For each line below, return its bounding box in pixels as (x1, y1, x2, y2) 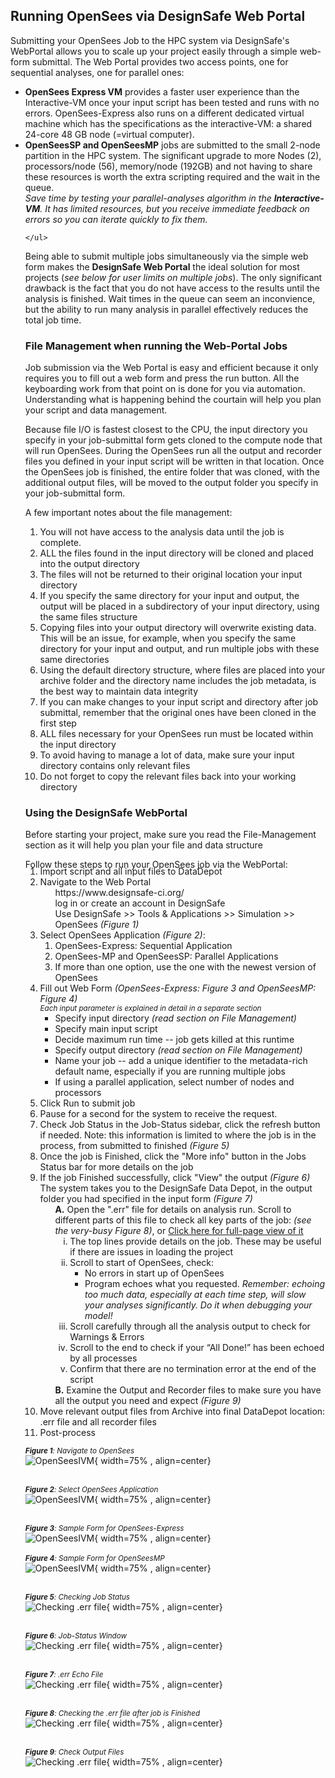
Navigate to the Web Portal (39, 876, 152, 888)
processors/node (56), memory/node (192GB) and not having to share (24, 160, 313, 172)
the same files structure (39, 611, 138, 623)
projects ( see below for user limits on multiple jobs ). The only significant (24, 271, 323, 283)
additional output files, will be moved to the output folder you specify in (24, 477, 319, 489)
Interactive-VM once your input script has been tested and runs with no (24, 96, 320, 108)
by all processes (69, 1352, 138, 1364)
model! (84, 1310, 113, 1322)
